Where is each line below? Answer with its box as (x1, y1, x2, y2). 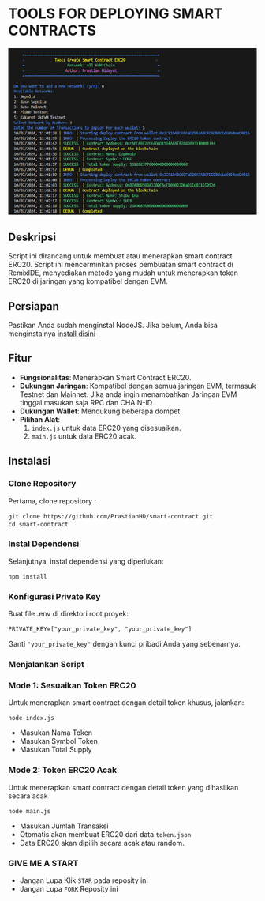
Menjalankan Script (8, 659, 85, 670)
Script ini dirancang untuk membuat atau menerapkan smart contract (8, 251, 233, 261)
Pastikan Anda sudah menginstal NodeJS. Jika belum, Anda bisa (8, 321, 218, 330)
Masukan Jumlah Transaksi (19, 821, 109, 831)
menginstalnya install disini (8, 329, 96, 338)
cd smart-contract (8, 520, 69, 528)
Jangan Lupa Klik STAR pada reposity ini (19, 875, 148, 885)
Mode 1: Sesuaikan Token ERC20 (8, 680, 136, 691)
